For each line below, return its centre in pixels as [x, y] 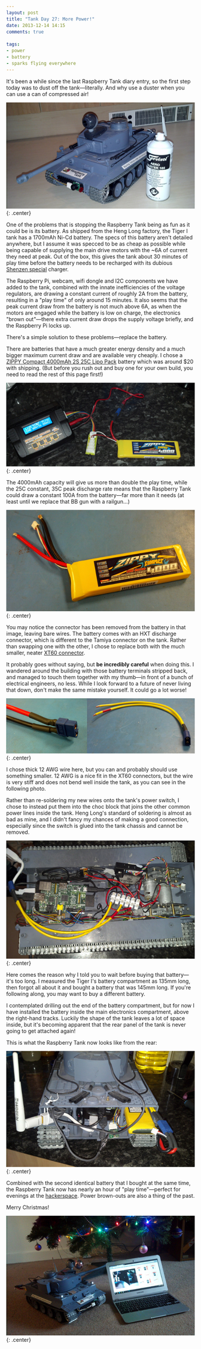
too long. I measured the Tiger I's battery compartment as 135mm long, [102, 981]
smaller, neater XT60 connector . [46, 653]
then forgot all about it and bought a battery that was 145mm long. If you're [99, 987]
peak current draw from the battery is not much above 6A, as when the [94, 306]
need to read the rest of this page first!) [55, 374]
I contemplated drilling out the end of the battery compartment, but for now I [100, 1005]
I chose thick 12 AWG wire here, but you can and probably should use [92, 769]
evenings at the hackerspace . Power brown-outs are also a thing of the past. [100, 1195]
